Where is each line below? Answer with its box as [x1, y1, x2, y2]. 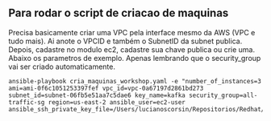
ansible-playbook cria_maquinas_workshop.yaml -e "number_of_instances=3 [8, 77, 262, 85]
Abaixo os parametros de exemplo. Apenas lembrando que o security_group [8, 53, 261, 63]
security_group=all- [188, 91, 258, 99]
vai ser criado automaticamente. [8, 62, 115, 71]
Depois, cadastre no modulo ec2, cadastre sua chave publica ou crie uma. [8, 44, 256, 54]
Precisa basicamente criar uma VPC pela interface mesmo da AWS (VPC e [8, 27, 256, 37]
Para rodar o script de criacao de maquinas [8, 6, 229, 20]
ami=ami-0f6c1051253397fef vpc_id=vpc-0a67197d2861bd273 [8, 84, 204, 92]
